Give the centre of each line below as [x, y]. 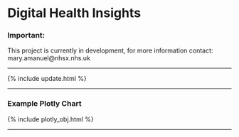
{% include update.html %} [47, 79]
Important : [26, 35]
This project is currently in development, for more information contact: [110, 50]
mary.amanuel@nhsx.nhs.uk [49, 58]
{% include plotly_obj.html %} [51, 119]
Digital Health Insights [74, 13]
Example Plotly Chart [44, 104]
